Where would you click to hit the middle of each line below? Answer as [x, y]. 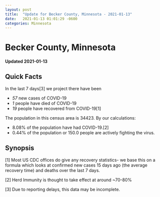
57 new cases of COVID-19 [39, 98]
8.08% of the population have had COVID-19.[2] [60, 127]
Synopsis [20, 148]
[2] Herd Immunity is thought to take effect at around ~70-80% [69, 180]
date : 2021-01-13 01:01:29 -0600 [41, 19]
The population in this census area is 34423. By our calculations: [70, 118]
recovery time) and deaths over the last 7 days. [53, 170]
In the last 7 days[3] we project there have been [53, 88]
